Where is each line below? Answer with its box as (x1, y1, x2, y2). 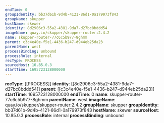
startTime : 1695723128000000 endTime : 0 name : (5, 91, 109, 97)
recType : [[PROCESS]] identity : (5, 81, 70, 87)
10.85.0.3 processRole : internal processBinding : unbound (5, 113, 124, 118)
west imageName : (77, 97, 115, 102)
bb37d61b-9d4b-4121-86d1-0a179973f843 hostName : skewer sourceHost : (5, 107, 160, 113)
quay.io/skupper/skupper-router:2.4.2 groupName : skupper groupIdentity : (5, 102, 159, 108)
